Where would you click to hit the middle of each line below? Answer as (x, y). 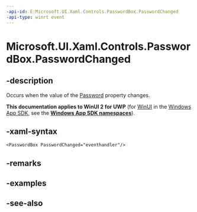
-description (30, 81)
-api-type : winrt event (35, 17)
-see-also (25, 203)
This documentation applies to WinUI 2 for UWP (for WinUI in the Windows (98, 107)
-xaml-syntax (32, 131)
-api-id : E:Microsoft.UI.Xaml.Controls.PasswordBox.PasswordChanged (92, 12)
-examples (26, 183)
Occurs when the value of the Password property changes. (78, 95)
